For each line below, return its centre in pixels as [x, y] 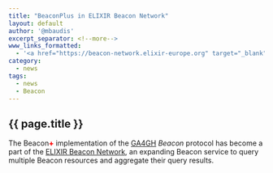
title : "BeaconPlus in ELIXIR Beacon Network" [89, 16]
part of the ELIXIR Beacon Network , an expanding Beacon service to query [134, 152]
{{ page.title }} [46, 123]
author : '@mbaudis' [41, 31]
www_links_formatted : [45, 46]
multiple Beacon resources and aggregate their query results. [111, 160]
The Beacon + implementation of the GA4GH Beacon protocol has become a [136, 143]
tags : [17, 76]
